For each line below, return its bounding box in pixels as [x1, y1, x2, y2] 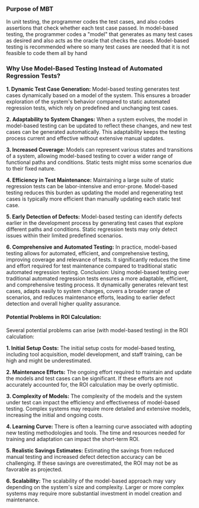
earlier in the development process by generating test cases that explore [6, 219, 184, 226]
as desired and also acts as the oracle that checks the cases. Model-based [6, 37, 190, 44]
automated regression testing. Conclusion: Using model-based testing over [6, 268, 190, 275]
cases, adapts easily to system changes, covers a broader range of [6, 287, 171, 294]
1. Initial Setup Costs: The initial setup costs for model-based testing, [6, 344, 176, 351]
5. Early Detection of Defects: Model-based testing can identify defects [6, 213, 182, 220]
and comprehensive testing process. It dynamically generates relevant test [6, 281, 188, 288]
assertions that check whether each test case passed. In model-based [6, 24, 178, 31]
